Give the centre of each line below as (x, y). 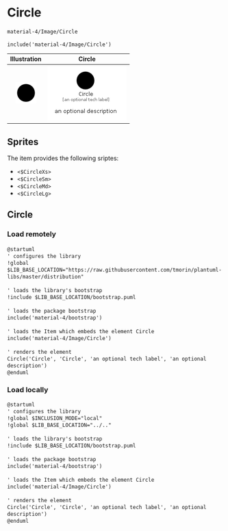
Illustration (26, 59)
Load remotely (32, 234)
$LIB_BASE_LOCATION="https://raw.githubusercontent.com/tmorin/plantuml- (115, 270)
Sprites (23, 142)
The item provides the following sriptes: (63, 158)
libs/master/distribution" (46, 276)
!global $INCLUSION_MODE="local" (55, 418)
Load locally (28, 389)
